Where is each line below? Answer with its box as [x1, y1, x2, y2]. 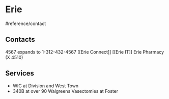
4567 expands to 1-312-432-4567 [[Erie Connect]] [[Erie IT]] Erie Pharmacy [5, 48, 164, 55]
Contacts [5, 35, 36, 44]
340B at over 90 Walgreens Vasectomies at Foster [12, 88, 119, 94]
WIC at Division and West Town [12, 83, 79, 89]
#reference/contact [5, 20, 46, 27]
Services [5, 69, 35, 78]
